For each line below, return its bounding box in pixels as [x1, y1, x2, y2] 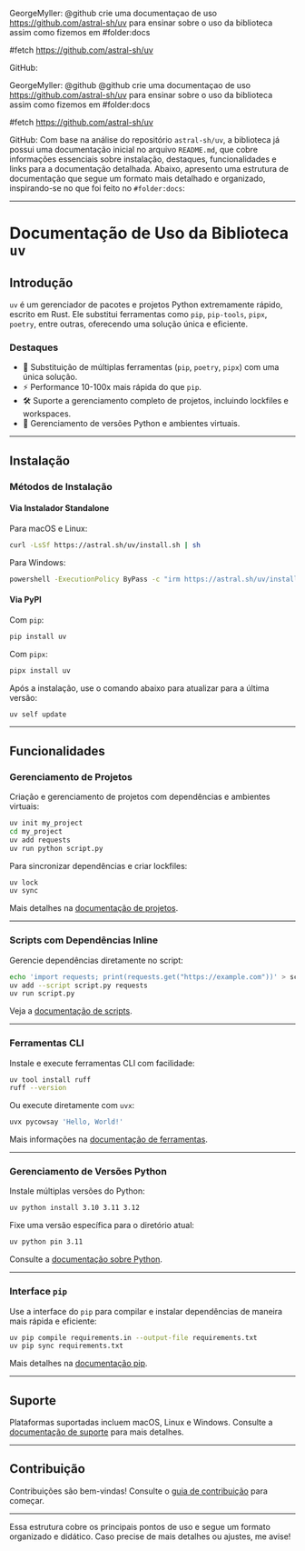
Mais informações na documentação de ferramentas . [9, 1134, 209, 1145]
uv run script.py [9, 989, 75, 998]
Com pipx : [9, 648, 48, 659]
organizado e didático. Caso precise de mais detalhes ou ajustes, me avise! [9, 1531, 291, 1542]
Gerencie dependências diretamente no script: [9, 955, 183, 966]
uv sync [9, 886, 39, 896]
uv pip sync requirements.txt [9, 1341, 124, 1351]
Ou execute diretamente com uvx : [9, 1100, 135, 1111]
